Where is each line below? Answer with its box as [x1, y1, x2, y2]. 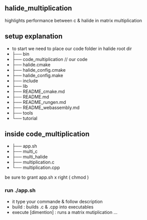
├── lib [12, 83, 28, 89]
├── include [12, 78, 38, 84]
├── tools [12, 109, 33, 116]
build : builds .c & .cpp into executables [12, 204, 94, 210]
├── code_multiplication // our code [12, 56, 88, 62]
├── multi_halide [12, 154, 48, 160]
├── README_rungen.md [12, 99, 66, 105]
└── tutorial [12, 115, 38, 121]
